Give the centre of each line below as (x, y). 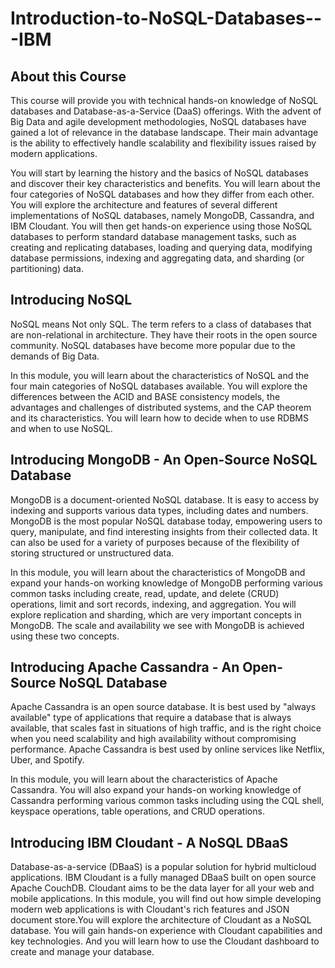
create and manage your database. (82, 952)
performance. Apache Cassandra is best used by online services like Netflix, (167, 749)
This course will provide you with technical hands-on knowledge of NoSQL (164, 100)
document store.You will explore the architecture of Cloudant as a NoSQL (161, 920)
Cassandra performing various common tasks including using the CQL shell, (167, 801)
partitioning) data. (47, 268)
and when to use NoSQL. (61, 428)
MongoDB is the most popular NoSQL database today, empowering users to (166, 521)
